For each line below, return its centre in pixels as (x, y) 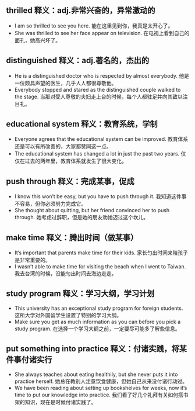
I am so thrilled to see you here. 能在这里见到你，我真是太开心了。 (94, 26)
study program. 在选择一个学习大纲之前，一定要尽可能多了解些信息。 (97, 329)
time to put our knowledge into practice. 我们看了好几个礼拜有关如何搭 (99, 395)
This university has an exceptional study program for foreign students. (99, 308)
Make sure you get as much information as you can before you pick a (97, 322)
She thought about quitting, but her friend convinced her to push (92, 210)
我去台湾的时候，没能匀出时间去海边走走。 (65, 274)
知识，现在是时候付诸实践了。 (61, 402)
